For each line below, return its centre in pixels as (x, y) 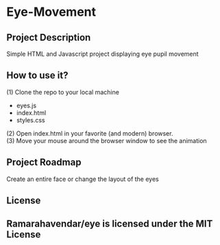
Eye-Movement (51, 12)
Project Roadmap (44, 162)
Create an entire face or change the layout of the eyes (83, 179)
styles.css (30, 120)
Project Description (49, 38)
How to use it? (37, 75)
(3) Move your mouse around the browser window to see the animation (107, 140)
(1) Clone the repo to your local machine (63, 92)
